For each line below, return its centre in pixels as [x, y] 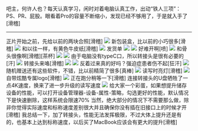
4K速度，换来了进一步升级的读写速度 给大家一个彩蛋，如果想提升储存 [99, 85]
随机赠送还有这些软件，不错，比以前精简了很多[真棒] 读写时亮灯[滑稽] [94, 70]
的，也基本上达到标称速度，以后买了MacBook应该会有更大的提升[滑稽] [92, 122]
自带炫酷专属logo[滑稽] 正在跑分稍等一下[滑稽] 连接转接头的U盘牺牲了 [95, 78]
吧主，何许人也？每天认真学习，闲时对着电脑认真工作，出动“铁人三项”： [94, 9]
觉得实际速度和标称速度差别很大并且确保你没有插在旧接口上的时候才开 [101, 107]
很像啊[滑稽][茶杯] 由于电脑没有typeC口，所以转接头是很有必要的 [97, 56]
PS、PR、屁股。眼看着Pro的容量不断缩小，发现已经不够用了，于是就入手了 [97, 16]
